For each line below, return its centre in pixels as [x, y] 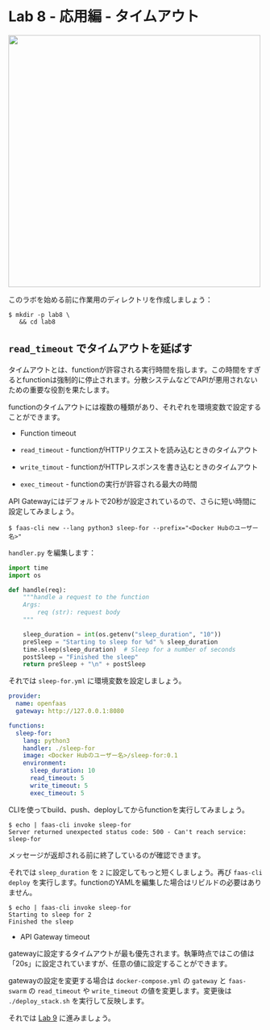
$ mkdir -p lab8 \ [39, 315]
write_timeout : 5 [59, 786]
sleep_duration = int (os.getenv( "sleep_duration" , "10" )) [122, 634]
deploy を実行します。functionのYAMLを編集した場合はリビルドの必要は [128, 882]
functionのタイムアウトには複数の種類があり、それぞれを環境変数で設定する [135, 407]
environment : [45, 763]
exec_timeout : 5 [57, 793]
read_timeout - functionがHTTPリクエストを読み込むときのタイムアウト [139, 449]
